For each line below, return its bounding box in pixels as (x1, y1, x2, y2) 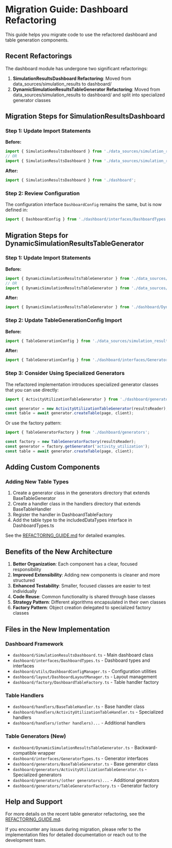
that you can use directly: (5, 387, 59, 393)
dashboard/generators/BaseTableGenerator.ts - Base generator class (12, 760, 159, 767)
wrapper (37, 750, 56, 756)
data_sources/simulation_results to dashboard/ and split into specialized (12, 91, 165, 98)
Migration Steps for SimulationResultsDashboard (5, 112, 165, 121)
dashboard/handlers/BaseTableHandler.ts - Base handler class (12, 703, 145, 710)
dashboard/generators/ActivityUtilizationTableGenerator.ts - (12, 766, 147, 772)
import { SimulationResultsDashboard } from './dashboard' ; (5, 178, 137, 183)
